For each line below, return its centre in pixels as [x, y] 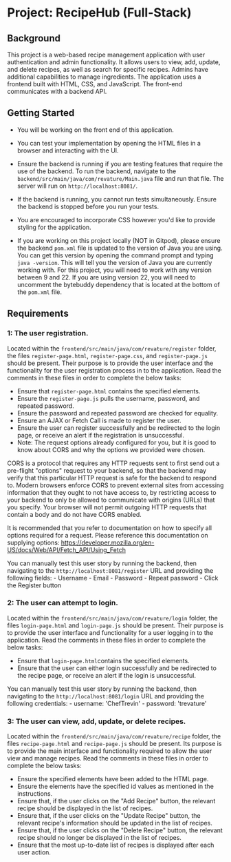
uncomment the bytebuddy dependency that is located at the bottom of [118, 284]
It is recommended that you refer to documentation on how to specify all [109, 528]
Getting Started [41, 113]
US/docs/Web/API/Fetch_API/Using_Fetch [66, 549]
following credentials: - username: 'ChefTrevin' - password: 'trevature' [107, 703]
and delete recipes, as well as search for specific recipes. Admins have [108, 69]
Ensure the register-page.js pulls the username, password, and [108, 398]
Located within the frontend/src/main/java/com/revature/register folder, [112, 348]
